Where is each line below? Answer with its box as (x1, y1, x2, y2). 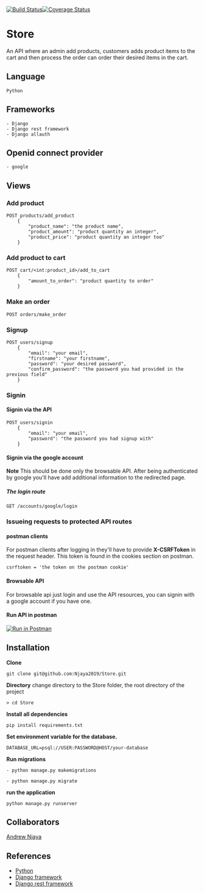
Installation (6, 643, 50, 653)
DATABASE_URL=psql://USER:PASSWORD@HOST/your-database (6, 745, 149, 751)
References (6, 851, 51, 861)
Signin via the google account (6, 454, 83, 461)
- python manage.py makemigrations (6, 767, 97, 773)
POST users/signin (6, 420, 53, 426)
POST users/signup (6, 339, 53, 345)
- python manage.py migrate (6, 778, 78, 784)
